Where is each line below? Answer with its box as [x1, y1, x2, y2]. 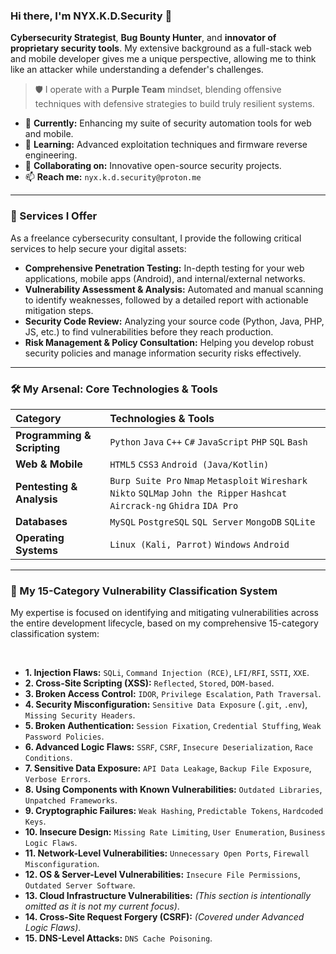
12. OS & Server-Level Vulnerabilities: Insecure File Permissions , [24, 869, 302, 881]
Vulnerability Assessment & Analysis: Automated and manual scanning [24, 283, 324, 295]
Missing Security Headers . [24, 709, 136, 721]
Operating [15, 530, 65, 544]
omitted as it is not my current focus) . [24, 900, 180, 913]
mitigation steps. [24, 304, 94, 316]
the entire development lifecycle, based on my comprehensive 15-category [10, 617, 319, 629]
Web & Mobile [15, 457, 83, 471]
